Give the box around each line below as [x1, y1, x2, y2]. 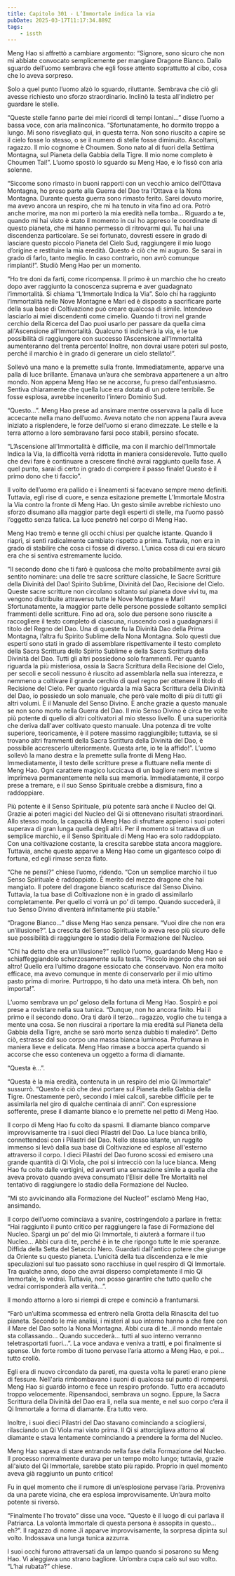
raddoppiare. [7, 788, 45, 797]
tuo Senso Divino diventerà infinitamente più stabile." [7, 905, 160, 914]
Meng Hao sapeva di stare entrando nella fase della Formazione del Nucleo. [7, 1447, 227, 1455]
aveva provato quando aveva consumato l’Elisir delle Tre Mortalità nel [7, 1173, 208, 1182]
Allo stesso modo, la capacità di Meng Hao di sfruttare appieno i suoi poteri [7, 817, 225, 826]
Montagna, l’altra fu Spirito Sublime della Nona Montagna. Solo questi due [7, 632, 221, 640]
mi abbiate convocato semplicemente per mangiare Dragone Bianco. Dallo [7, 57, 222, 65]
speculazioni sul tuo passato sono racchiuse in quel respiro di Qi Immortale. [7, 1260, 226, 1268]
